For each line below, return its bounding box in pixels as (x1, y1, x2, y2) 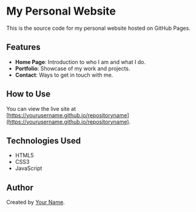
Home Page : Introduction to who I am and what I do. (15, 58, 146, 65)
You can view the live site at (6, 105, 76, 112)
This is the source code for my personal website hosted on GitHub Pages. (6, 24, 191, 32)
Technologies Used (6, 135, 81, 146)
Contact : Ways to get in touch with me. (15, 71, 113, 79)
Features (6, 42, 41, 52)
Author (6, 182, 33, 193)
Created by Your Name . (6, 199, 65, 206)
